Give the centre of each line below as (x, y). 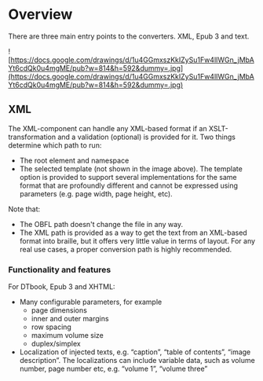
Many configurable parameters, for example (91, 302)
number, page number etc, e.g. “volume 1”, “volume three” (113, 369)
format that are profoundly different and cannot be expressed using (128, 185)
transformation (32, 137)
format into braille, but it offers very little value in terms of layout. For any (137, 240)
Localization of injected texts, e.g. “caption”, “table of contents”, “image (135, 352)
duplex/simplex (56, 344)
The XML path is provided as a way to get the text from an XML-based (133, 233)
